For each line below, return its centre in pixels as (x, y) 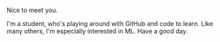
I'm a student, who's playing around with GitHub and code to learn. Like (110, 23)
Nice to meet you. (32, 10)
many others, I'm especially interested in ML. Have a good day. (97, 31)
